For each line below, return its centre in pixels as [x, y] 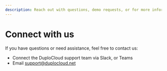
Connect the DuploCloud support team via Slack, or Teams [73, 58]
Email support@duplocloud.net [44, 63]
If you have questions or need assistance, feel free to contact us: [72, 48]
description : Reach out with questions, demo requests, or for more [78, 10]
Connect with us [40, 34]
